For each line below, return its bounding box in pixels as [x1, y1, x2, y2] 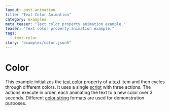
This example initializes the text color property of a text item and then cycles [5, 79, 165, 85]
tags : [5, 31, 17, 36]
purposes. [5, 100, 27, 106]
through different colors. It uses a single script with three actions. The [5, 84, 151, 90]
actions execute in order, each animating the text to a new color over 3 [5, 89, 153, 95]
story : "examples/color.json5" [5, 40, 72, 45]
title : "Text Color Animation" [5, 12, 72, 17]
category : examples [5, 17, 47, 22]
